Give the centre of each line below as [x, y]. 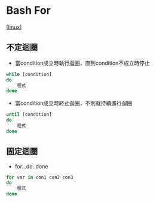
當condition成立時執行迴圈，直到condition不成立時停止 [82, 63]
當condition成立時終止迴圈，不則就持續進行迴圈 [74, 103]
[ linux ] [14, 27]
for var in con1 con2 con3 [40, 177]
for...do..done [31, 166]
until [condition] [29, 114]
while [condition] [29, 74]
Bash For [28, 10]
